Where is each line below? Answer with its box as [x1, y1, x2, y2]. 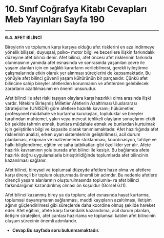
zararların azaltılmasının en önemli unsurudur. [5, 86, 97, 91]
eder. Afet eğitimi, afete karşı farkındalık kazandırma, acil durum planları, [5, 207, 150, 213]
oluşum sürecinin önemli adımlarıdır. [5, 217, 78, 223]
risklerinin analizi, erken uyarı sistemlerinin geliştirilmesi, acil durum [5, 131, 141, 137]
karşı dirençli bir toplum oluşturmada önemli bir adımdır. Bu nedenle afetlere [5, 172, 158, 178]
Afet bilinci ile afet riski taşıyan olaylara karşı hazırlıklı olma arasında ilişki [5, 95, 151, 101]
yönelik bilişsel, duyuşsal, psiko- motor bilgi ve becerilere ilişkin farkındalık [5, 49, 155, 55]
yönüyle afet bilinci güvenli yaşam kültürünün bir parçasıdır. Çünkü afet [5, 75, 148, 81]
